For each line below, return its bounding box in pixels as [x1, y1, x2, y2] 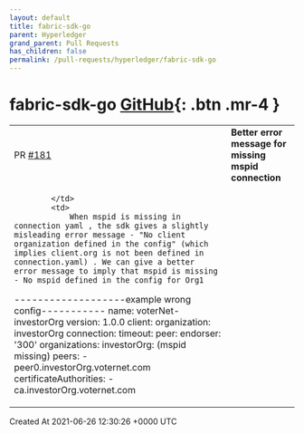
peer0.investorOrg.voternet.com [14, 361, 151, 373]
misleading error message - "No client [14, 229, 185, 240]
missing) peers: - [14, 350, 89, 362]
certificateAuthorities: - [14, 372, 115, 385]
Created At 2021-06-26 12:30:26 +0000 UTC [9, 416, 177, 427]
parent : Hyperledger [9, 30, 88, 39]
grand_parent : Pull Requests [9, 38, 119, 48]
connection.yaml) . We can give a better [14, 256, 195, 267]
